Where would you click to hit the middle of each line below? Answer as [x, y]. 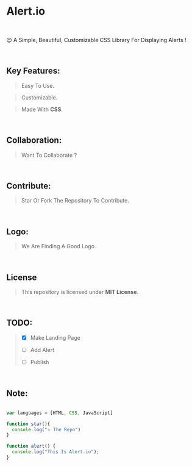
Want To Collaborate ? [49, 155]
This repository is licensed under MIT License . [80, 292]
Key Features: [33, 71]
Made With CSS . [42, 109]
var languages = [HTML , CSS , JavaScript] [60, 413]
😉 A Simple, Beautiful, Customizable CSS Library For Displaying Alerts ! [97, 40]
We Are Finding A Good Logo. [59, 246]
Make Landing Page [55, 337]
